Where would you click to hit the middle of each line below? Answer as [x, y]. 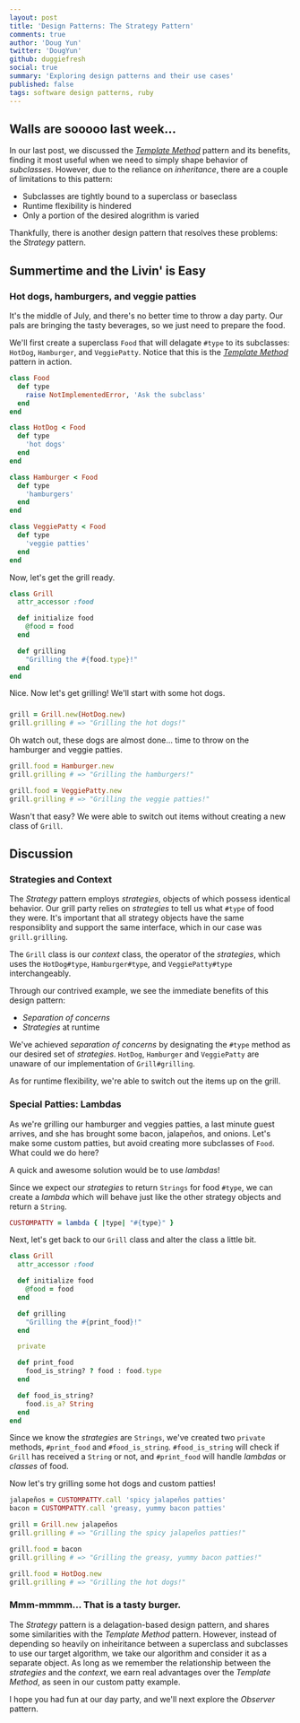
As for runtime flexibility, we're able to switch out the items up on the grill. [145, 1081]
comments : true [38, 34]
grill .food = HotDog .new [56, 1574]
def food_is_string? [56, 1396]
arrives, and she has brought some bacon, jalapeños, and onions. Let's [140, 1133]
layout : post [34, 17]
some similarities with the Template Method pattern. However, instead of [143, 1634]
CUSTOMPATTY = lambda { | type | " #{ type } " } [92, 1223]
